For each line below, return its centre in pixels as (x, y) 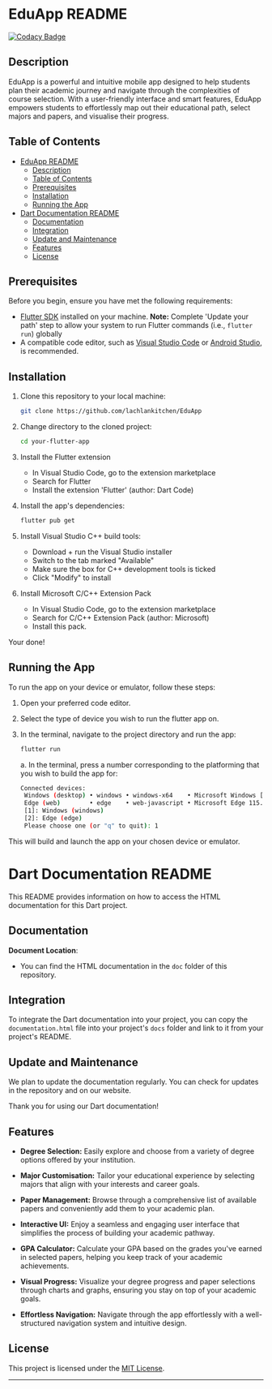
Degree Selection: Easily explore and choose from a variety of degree (137, 1151)
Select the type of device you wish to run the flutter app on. (119, 718)
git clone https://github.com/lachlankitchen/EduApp (111, 411)
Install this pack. (59, 626)
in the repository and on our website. (70, 1090)
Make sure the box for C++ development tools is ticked (124, 569)
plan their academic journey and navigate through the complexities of (124, 90)
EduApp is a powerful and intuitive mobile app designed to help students (130, 81)
